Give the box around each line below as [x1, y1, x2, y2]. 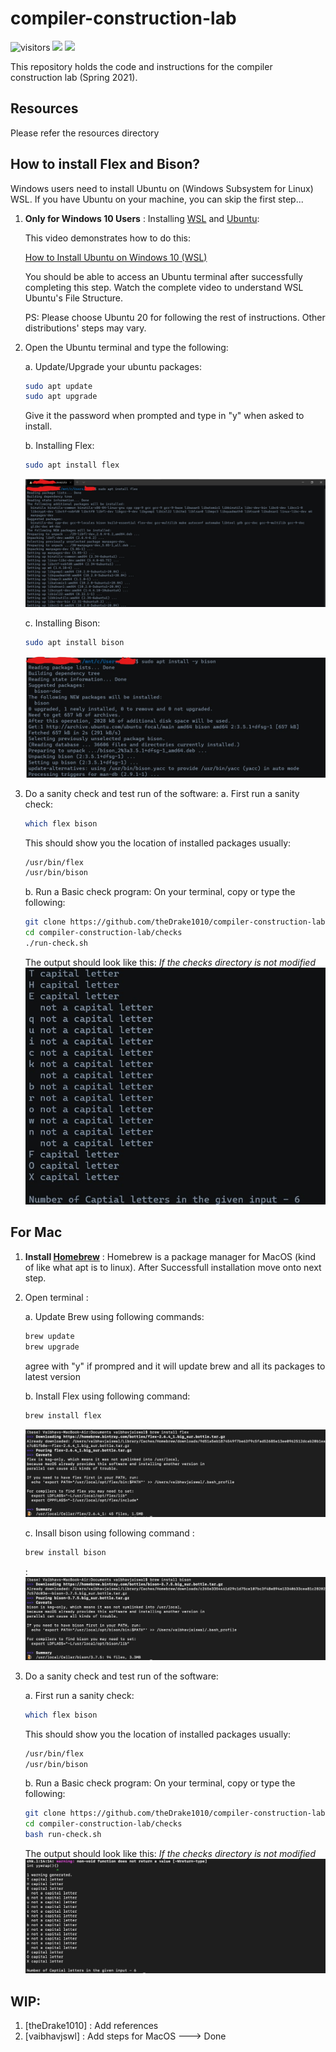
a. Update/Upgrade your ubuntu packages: [24, 360, 203, 372]
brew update [24, 1331, 75, 1341]
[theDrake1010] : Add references [24, 2020, 159, 2032]
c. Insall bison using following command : [24, 1527, 195, 1539]
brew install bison [24, 1548, 107, 1558]
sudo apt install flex [24, 460, 120, 471]
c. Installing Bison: [24, 617, 101, 629]
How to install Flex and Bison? [10, 156, 201, 173]
